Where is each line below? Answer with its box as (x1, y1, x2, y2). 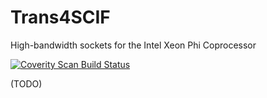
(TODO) (10, 77, 43, 90)
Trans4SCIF (10, 6, 111, 29)
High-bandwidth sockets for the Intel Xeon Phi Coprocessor (10, 39, 257, 51)
